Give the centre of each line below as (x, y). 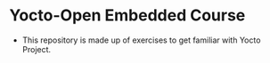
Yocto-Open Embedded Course (127, 16)
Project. (37, 49)
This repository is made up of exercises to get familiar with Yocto (141, 40)
